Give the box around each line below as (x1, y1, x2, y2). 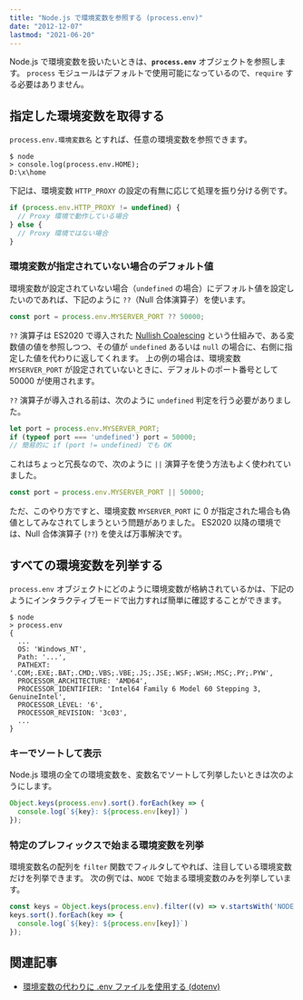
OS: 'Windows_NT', (17, 645, 88, 655)
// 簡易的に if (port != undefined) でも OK (9, 441, 172, 450)
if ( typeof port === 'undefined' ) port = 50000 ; (9, 433, 197, 442)
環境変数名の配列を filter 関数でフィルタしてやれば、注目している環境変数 (9, 861, 292, 873)
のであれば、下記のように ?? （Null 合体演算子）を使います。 (24, 294, 251, 305)
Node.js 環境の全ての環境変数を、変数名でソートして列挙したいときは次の (9, 769, 288, 780)
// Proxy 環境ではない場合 (17, 228, 109, 237)
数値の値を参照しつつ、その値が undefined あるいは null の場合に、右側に (9, 341, 286, 352)
